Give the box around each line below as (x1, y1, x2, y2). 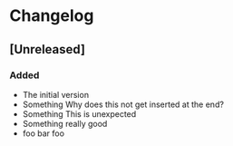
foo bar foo (22, 128, 65, 139)
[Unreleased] (9, 42, 86, 57)
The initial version (22, 89, 89, 100)
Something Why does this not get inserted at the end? (22, 99, 225, 110)
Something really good (22, 118, 108, 129)
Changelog (9, 5, 94, 26)
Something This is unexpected (22, 108, 137, 119)
